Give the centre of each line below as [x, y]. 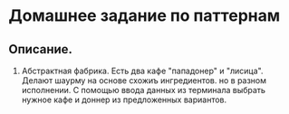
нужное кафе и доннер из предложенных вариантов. [124, 100]
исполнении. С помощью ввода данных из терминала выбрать [144, 90]
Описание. [41, 49]
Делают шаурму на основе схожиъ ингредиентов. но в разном [144, 81]
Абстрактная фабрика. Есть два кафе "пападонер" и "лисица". [142, 71]
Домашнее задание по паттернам [144, 16]
